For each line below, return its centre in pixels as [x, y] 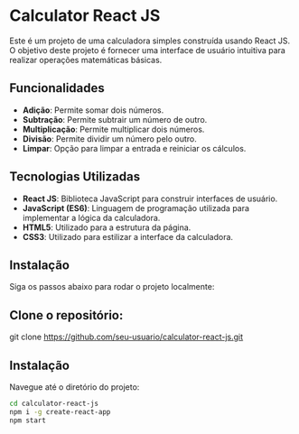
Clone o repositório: [66, 315]
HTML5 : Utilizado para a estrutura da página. [107, 227]
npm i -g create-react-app [60, 411]
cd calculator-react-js [54, 403]
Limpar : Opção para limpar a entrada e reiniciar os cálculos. [134, 148]
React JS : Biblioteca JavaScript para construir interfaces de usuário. [150, 199]
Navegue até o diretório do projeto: [75, 387]
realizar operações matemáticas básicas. [86, 60]
